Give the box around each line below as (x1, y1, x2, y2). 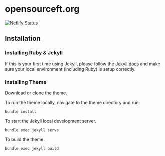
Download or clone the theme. (5, 90, 67, 96)
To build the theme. (5, 136, 45, 142)
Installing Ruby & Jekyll (5, 49, 63, 56)
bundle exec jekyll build (5, 146, 59, 151)
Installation (5, 34, 41, 43)
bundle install (5, 109, 37, 114)
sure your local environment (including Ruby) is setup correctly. (5, 66, 136, 72)
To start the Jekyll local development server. (5, 118, 96, 124)
